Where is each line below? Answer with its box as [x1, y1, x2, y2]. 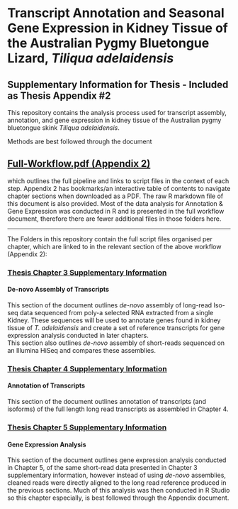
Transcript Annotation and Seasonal [7, 5, 225, 21]
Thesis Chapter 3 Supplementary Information [7, 268, 167, 278]
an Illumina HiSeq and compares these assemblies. [7, 346, 156, 354]
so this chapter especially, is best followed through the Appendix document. [7, 493, 229, 502]
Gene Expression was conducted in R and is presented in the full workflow [7, 207, 225, 215]
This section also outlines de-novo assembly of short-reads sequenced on [7, 339, 225, 347]
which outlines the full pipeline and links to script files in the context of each [7, 176, 229, 185]
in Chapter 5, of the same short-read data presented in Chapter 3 [7, 464, 198, 472]
